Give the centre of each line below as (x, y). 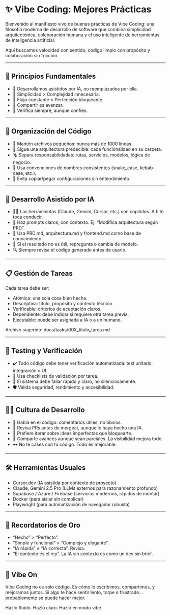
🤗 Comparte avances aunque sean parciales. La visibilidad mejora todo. (88, 439)
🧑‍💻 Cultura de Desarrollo (45, 410)
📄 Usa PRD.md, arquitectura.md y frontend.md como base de (77, 233)
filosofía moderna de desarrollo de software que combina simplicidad (78, 29)
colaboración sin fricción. (32, 55)
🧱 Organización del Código (48, 131)
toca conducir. (28, 217)
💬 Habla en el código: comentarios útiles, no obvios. (67, 422)
